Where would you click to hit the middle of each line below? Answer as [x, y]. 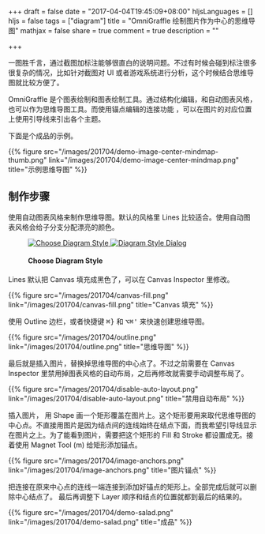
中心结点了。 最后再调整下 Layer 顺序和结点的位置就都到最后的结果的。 [131, 497]
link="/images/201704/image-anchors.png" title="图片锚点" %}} [112, 470]
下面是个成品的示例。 [43, 136]
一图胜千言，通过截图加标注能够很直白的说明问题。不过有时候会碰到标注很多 [132, 63]
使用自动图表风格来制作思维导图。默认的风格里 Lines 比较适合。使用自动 [126, 217]
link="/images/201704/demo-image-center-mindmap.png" [144, 160]
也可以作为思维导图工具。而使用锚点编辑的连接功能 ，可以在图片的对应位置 [130, 109]
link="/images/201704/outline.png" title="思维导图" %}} [99, 347]
